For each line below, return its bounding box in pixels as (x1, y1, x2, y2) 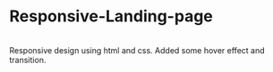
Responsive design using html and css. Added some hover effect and (9, 44, 266, 55)
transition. (9, 54, 47, 65)
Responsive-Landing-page (9, 6, 213, 27)
